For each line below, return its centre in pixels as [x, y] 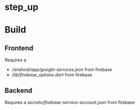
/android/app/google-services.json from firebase [62, 70]
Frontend [19, 48]
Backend [19, 90]
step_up [22, 7]
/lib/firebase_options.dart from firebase [52, 75]
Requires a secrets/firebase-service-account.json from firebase [70, 102]
